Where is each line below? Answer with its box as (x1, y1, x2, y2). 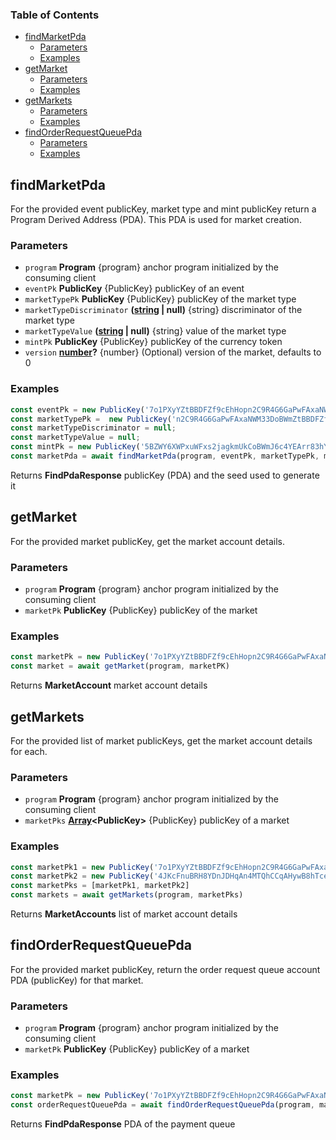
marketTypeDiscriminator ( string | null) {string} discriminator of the (24, 304, 303, 316)
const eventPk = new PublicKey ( (10, 404, 145, 415)
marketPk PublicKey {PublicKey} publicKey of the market (24, 604, 258, 617)
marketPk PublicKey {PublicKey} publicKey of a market (24, 1043, 250, 1055)
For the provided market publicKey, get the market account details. (10, 535, 285, 547)
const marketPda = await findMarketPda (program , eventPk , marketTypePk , (10, 451, 320, 462)
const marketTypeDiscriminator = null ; (10, 423, 177, 433)
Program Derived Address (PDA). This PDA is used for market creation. (10, 214, 302, 226)
